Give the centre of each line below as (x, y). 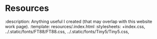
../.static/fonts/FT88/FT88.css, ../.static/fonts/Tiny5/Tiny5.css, (67, 31)
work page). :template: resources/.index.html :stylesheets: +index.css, (75, 26)
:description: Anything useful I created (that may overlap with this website (79, 21)
